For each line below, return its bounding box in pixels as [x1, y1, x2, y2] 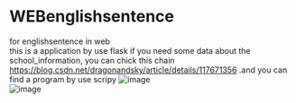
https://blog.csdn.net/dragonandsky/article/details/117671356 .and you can [9, 64, 288, 75]
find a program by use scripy [9, 73, 117, 84]
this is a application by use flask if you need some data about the [9, 45, 251, 56]
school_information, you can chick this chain [9, 55, 175, 65]
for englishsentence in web [9, 36, 111, 47]
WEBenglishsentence [9, 6, 174, 27]
